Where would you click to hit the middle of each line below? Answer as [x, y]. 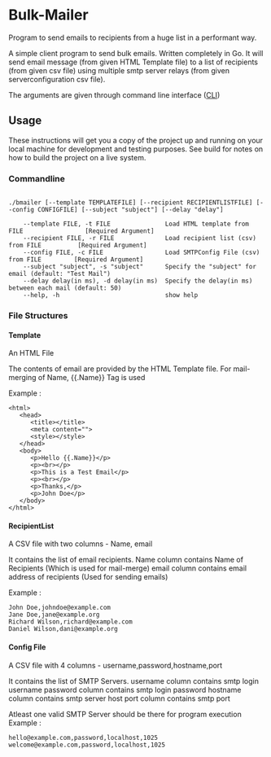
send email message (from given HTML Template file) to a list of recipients [133, 62]
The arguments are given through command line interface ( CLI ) [114, 94]
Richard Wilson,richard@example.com [70, 622]
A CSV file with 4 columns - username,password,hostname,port [116, 665]
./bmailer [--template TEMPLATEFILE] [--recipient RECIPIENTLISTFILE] [131, 203]
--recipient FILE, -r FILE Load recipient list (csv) [140, 238]
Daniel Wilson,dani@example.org [63, 629]
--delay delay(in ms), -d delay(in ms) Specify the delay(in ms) [138, 281]
